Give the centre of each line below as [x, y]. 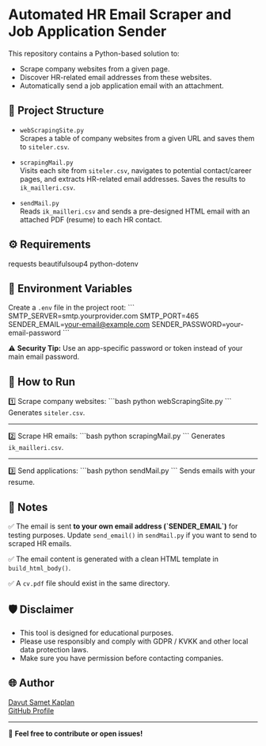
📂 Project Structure [56, 111]
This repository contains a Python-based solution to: [94, 53]
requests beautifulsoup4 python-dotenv [73, 263]
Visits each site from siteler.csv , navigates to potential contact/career [135, 170]
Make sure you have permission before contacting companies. [122, 658]
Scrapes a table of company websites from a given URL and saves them [137, 138]
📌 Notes [28, 507]
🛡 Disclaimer [41, 610]
